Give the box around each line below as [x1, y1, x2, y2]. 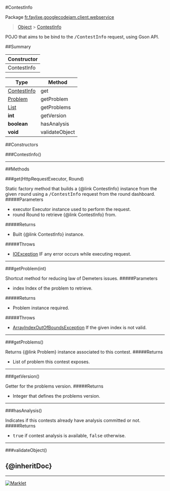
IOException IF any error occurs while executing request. [12, 251, 132, 257]
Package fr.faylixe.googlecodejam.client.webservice [5, 14, 114, 20]
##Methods [5, 166, 29, 172]
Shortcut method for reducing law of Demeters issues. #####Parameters [5, 275, 158, 281]
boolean [8, 120, 28, 127]
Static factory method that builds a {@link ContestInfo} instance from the [5, 186, 157, 192]
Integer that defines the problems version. [12, 393, 100, 399]
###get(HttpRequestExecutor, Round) [5, 176, 84, 182]
